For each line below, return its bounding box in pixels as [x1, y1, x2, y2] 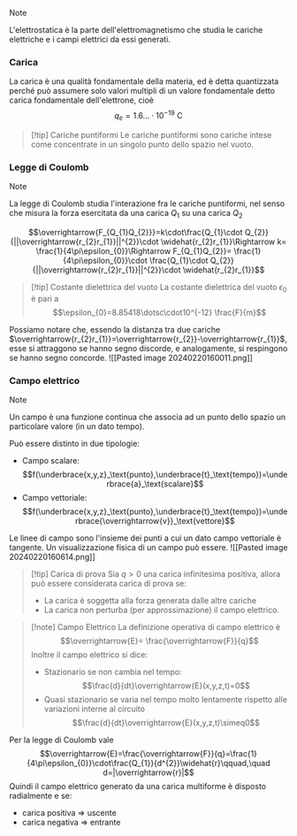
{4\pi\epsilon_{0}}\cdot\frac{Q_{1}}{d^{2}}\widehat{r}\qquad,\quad [27, 757, 270, 768]
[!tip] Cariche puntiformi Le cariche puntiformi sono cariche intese [30, 129, 272, 140]
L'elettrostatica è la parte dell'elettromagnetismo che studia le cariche [9, 25, 263, 35]
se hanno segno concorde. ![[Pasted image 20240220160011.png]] [9, 352, 254, 363]
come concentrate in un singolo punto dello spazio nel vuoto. [30, 139, 255, 150]
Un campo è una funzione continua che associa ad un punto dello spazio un [9, 411, 286, 422]
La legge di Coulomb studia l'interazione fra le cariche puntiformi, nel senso [9, 198, 286, 209]
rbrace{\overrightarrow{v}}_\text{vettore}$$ [74, 515, 236, 525]
